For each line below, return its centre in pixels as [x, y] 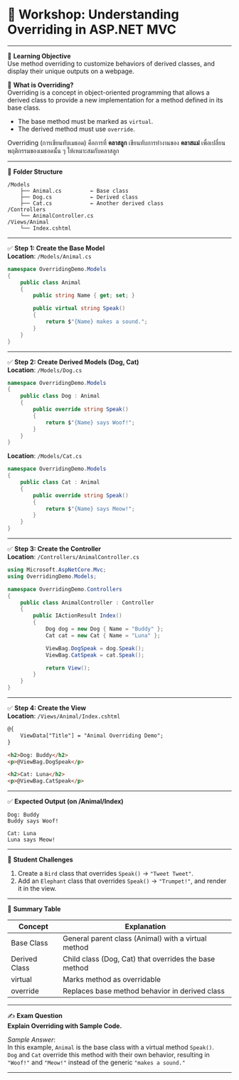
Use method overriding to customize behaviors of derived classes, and [111, 63]
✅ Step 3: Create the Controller [54, 549]
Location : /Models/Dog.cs [45, 370]
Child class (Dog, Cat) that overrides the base [139, 959]
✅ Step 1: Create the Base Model [56, 248]
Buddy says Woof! [33, 821]
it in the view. [37, 889]
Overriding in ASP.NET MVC [92, 30]
